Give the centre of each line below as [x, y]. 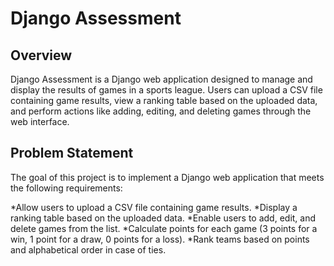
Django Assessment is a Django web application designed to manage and [161, 79]
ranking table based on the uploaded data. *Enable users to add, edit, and [163, 218]
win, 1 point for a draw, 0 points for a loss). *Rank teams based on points [160, 239]
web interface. [40, 121]
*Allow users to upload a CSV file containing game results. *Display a [154, 207]
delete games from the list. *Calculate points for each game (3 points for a [164, 228]
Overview [41, 55]
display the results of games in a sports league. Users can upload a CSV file [166, 90]
